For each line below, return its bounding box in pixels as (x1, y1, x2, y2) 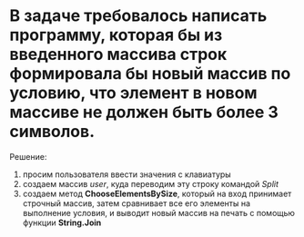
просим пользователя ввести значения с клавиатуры (22, 169, 232, 180)
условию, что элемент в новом (9, 83, 258, 104)
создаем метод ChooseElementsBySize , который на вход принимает (22, 188, 292, 199)
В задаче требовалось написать (9, 5, 268, 26)
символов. (9, 122, 96, 142)
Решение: (9, 151, 47, 162)
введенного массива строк (9, 44, 228, 64)
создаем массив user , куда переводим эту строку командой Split (22, 178, 279, 189)
